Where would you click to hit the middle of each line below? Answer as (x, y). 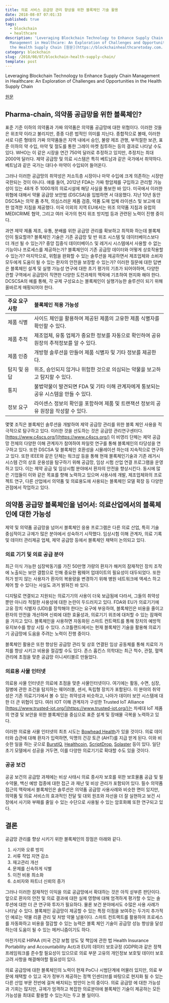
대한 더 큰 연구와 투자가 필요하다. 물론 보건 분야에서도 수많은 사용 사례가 (89, 904)
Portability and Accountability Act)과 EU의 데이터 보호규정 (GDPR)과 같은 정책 (83, 947)
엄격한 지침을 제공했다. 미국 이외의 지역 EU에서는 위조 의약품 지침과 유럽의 (83, 208)
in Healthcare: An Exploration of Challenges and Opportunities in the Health (83, 81)
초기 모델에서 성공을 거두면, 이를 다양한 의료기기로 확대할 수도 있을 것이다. (77, 750)
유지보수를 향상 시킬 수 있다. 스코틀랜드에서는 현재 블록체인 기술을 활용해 (76, 628)
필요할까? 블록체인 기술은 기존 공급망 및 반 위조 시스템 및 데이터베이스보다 (87, 237)
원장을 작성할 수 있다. (64, 411)
